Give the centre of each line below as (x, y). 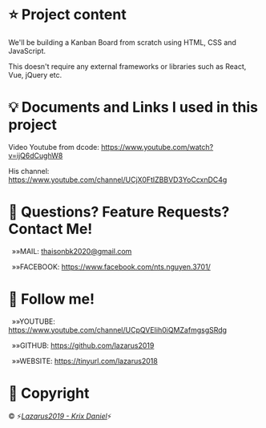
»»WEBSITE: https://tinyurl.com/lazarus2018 (85, 361)
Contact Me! (50, 229)
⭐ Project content (67, 15)
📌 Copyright (49, 393)
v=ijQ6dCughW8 (36, 155)
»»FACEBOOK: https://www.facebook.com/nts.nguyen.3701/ (111, 266)
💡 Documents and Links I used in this (133, 107)
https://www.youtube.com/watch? (157, 147)
